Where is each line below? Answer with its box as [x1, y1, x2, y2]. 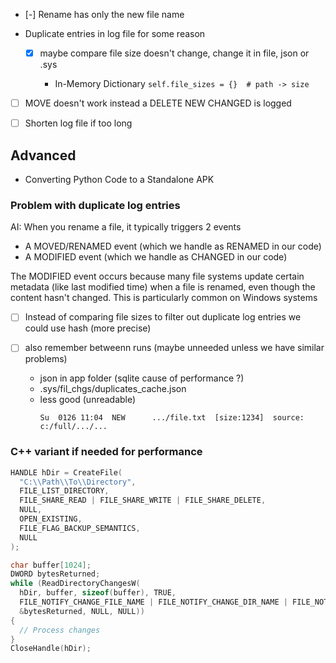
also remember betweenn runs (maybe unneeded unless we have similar [24, 342, 325, 354]
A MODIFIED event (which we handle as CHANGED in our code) [24, 251, 288, 263]
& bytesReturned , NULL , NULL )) [19, 606, 145, 616]
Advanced [10, 147, 77, 164]
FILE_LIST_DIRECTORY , [19, 486, 110, 496]
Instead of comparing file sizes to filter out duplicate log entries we [24, 311, 302, 323]
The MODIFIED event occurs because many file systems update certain [10, 270, 305, 283]
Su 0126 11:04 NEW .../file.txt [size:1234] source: [39, 413, 305, 423]
